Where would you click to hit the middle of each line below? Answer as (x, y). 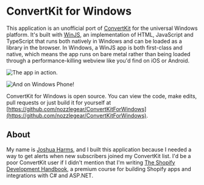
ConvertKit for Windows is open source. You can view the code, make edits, (102, 96)
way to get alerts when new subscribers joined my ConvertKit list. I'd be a (99, 156)
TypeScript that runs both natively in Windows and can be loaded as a (94, 41)
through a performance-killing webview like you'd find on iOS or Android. (98, 60)
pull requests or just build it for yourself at (59, 103)
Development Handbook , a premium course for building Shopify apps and (99, 169)
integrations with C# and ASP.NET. (50, 175)
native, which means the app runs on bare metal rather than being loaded (98, 54)
